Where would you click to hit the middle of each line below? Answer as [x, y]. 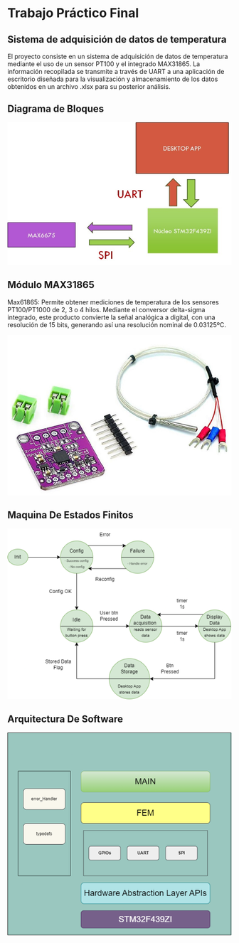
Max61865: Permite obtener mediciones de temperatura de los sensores [113, 302]
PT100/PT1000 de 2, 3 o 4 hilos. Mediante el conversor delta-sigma [106, 309]
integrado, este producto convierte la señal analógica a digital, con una [111, 317]
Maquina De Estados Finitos [70, 515]
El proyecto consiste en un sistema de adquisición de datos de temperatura [118, 56]
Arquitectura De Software [65, 719]
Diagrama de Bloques [56, 109]
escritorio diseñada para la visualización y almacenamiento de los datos [113, 79]
